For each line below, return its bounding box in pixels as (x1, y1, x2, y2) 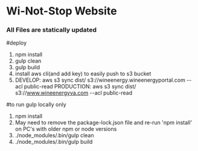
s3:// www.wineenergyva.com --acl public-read (14, 89, 133, 97)
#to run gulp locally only (6, 101, 66, 108)
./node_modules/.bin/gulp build (14, 138, 93, 146)
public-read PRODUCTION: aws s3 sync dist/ (24, 83, 136, 90)
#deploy (6, 39, 27, 46)
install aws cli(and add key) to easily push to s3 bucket (14, 70, 152, 78)
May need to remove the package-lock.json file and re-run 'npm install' (14, 119, 193, 126)
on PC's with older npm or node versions (14, 125, 117, 133)
